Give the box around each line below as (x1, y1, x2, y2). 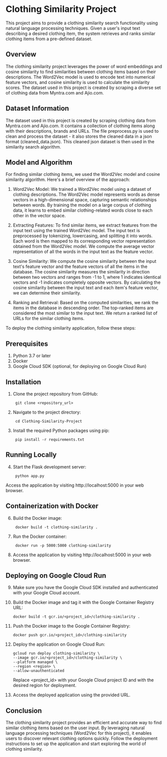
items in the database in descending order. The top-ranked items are (12, 305, 154, 311)
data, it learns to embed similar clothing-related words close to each (12, 207, 153, 213)
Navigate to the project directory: (12, 409, 81, 415)
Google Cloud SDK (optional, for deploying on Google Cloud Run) (12, 363, 147, 369)
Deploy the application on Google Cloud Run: (12, 641, 105, 647)
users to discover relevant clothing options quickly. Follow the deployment (5, 736, 158, 742)
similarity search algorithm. (5, 144, 62, 150)
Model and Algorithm (5, 158, 73, 167)
